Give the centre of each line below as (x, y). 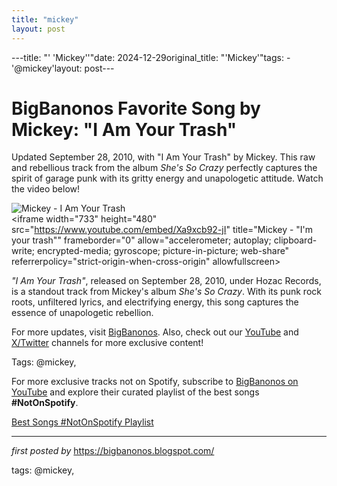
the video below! (46, 189)
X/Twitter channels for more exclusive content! (107, 343)
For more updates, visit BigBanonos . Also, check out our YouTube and (155, 332)
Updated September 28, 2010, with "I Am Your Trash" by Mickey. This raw (163, 157)
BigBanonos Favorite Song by (136, 108)
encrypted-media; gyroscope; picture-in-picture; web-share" (163, 251)
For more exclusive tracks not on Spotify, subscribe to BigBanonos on (155, 382)
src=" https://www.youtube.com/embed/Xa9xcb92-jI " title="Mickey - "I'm (162, 230)
